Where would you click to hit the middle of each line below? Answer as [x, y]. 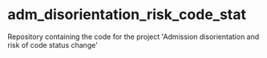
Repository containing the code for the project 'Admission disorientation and [133, 37]
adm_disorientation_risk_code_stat [127, 15]
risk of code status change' [53, 44]
